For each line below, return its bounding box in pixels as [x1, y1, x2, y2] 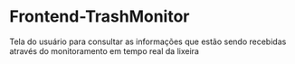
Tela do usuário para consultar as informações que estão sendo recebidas [9, 36, 287, 47]
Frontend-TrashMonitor [9, 6, 190, 27]
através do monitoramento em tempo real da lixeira [9, 45, 199, 56]
